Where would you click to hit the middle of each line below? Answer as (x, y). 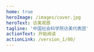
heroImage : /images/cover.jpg (44, 17)
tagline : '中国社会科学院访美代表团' (48, 28)
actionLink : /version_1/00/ (41, 39)
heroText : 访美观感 (29, 23)
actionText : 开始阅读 (31, 34)
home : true (20, 12)
